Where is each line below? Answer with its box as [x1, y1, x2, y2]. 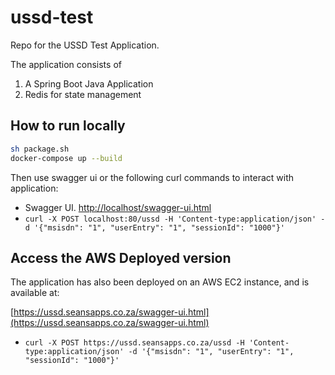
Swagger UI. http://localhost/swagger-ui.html [24, 201, 212, 213]
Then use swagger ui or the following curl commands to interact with [10, 171, 295, 183]
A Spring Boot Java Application [24, 77, 154, 90]
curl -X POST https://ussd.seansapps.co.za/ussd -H [24, 338, 245, 348]
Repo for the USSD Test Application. [10, 39, 160, 51]
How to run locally [10, 117, 126, 135]
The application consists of [10, 58, 122, 70]
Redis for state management [24, 88, 142, 100]
